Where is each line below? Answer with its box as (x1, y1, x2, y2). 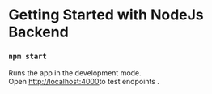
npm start (8, 52, 47, 62)
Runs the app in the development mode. (8, 68, 142, 78)
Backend (8, 23, 69, 41)
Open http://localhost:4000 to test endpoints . (8, 77, 160, 87)
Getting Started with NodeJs (8, 6, 204, 24)
